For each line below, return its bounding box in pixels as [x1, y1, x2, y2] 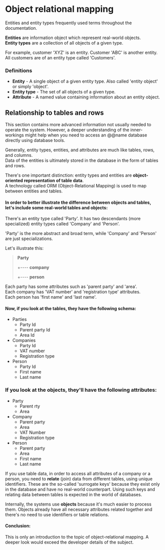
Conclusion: [5, 523, 31, 529]
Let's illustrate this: [5, 245, 43, 251]
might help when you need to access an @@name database [25, 132, 147, 138]
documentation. [5, 25, 38, 31]
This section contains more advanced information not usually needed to [5, 122, 152, 128]
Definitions [5, 67, 33, 74]
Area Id [19, 332, 35, 338]
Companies [12, 337, 36, 343]
